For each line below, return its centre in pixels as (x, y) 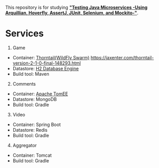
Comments (24, 83)
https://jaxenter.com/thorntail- (122, 57)
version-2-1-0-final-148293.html (47, 63)
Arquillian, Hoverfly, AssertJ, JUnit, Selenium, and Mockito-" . (72, 13)
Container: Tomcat (32, 155)
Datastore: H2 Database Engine (46, 68)
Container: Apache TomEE (40, 94)
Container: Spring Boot (37, 124)
